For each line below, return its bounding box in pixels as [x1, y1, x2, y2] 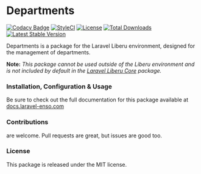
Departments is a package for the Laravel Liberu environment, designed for [6, 42, 196, 49]
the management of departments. [6, 48, 91, 56]
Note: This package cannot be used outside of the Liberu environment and [6, 60, 195, 68]
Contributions [6, 118, 49, 126]
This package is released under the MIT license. [6, 161, 127, 168]
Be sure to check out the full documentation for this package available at [6, 96, 189, 104]
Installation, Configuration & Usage [6, 82, 113, 90]
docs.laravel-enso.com [6, 103, 65, 110]
